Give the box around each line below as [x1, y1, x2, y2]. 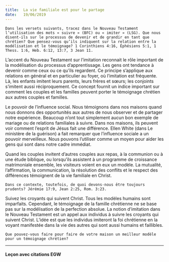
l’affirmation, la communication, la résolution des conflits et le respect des [5, 167, 158, 173]
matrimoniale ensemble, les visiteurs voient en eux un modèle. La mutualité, [5, 161, 162, 167]
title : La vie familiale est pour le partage [5, 7, 105, 13]
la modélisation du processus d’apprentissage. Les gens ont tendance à [5, 62, 154, 68]
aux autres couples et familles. [5, 94, 69, 100]
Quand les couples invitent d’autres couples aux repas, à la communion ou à [5, 151, 163, 157]
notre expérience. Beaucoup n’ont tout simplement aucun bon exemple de [5, 114, 158, 121]
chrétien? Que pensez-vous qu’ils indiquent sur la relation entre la [5, 39, 156, 44]
